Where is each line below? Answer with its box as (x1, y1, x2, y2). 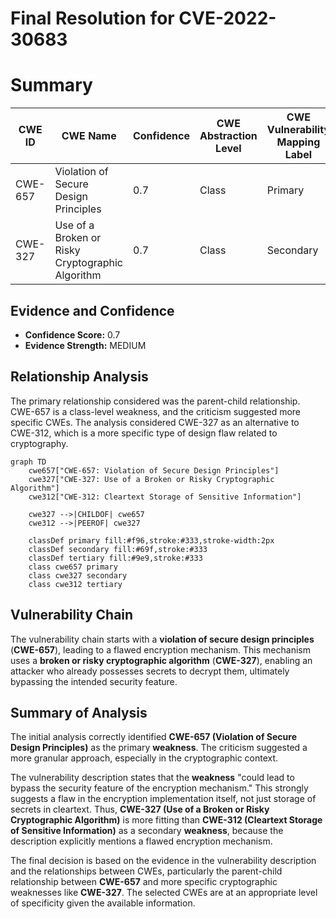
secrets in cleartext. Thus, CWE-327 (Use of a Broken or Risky (10, 803, 270, 816)
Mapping (276, 135, 321, 149)
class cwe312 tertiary (28, 579, 123, 589)
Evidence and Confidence (10, 302, 175, 319)
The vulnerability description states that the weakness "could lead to (10, 772, 295, 784)
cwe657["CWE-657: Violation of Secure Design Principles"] (28, 465, 280, 476)
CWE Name (61, 129, 117, 143)
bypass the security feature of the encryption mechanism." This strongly (10, 782, 309, 794)
